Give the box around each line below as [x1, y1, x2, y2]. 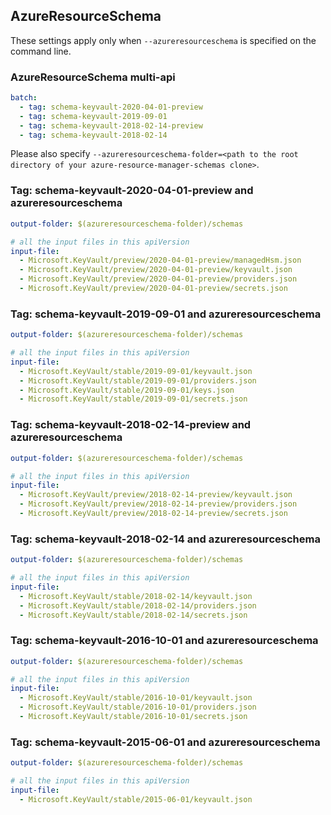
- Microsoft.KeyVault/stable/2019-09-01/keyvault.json [19, 366, 253, 376]
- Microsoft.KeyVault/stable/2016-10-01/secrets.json [19, 712, 248, 722]
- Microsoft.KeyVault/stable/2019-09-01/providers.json [19, 375, 257, 386]
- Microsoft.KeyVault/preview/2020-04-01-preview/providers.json [19, 274, 298, 284]
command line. [10, 45, 72, 57]
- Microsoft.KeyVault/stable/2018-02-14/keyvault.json [19, 591, 253, 601]
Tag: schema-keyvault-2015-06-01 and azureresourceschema [10, 735, 321, 749]
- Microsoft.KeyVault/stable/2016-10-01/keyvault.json [19, 693, 253, 703]
